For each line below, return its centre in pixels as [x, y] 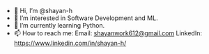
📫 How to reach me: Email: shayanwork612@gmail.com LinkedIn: [108, 33]
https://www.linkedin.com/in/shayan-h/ [70, 43]
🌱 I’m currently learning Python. [59, 25]
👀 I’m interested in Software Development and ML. [86, 18]
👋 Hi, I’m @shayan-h [43, 11]
